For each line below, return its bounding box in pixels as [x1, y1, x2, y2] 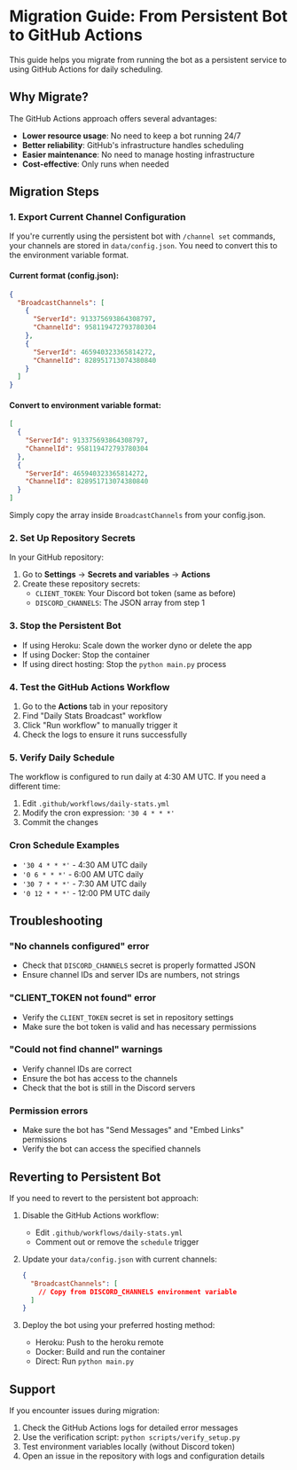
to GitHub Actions [9, 25, 144, 45]
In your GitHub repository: [9, 552, 105, 562]
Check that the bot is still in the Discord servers [21, 1082, 196, 1093]
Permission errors [9, 1104, 89, 1117]
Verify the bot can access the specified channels [21, 1144, 201, 1154]
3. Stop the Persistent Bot [9, 619, 121, 632]
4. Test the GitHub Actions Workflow [9, 680, 170, 693]
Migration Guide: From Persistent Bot [9, 6, 288, 27]
